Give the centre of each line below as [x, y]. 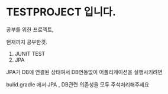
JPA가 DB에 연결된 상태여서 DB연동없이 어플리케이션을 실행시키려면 [84, 72]
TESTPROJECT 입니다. [61, 12]
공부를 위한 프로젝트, [30, 29]
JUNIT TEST [30, 53]
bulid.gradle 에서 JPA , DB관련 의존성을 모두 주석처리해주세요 [78, 84]
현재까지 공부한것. [27, 42]
